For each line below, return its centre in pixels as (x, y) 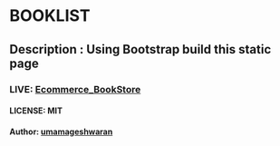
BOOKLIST (50, 16)
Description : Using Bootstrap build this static (140, 49)
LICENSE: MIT (36, 111)
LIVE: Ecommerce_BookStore (75, 89)
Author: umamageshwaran (61, 131)
